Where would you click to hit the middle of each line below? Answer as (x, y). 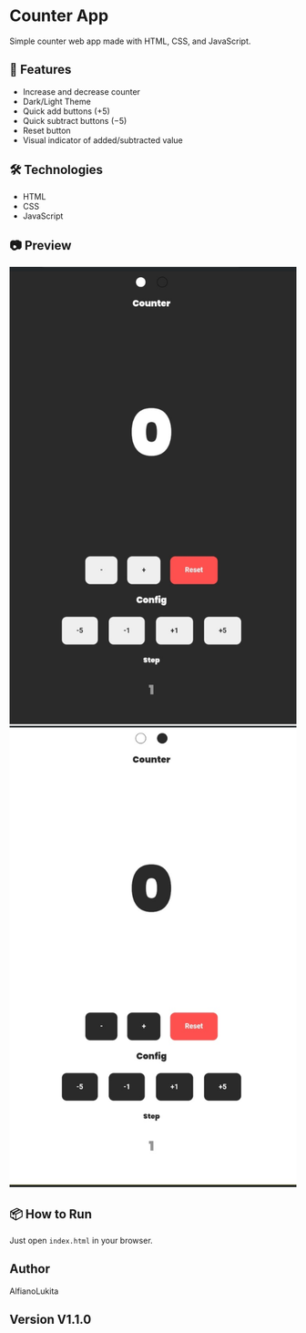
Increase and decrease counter (82, 91)
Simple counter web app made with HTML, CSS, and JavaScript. (130, 41)
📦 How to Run (51, 1214)
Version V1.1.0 (51, 1320)
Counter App (59, 16)
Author (30, 1269)
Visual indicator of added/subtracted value (103, 140)
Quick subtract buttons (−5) (75, 120)
